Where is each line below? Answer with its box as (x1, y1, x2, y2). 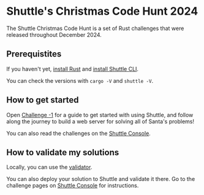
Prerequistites (6, 49, 62, 59)
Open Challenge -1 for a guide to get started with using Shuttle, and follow (6, 111, 194, 118)
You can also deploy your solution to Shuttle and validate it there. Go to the (6, 175, 195, 183)
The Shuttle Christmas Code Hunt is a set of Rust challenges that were (6, 25, 184, 32)
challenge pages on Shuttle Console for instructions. (6, 182, 139, 189)
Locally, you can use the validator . (6, 164, 93, 171)
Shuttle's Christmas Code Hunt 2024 (6, 4, 198, 18)
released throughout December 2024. (6, 31, 102, 38)
